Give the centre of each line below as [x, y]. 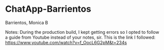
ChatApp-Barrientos [48, 9]
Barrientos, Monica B [27, 23]
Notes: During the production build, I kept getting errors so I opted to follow [82, 32]
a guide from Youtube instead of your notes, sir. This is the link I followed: [80, 37]
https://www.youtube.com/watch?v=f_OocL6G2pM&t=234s [66, 42]
